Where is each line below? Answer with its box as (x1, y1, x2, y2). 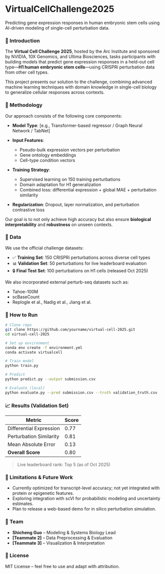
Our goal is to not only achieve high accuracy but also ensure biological (5, 216, 151, 222)
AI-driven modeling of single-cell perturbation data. (5, 25, 110, 31)
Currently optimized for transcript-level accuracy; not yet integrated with (12, 485, 160, 491)
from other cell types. (5, 69, 49, 75)
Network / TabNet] (12, 128, 50, 133)
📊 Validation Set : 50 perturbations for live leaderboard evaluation (12, 260, 147, 266)
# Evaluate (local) (5, 385, 45, 390)
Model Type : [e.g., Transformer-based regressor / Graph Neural (12, 122, 143, 128)
